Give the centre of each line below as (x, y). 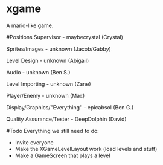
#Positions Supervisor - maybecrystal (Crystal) (65, 37)
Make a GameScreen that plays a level (62, 155)
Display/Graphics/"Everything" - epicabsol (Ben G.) (70, 107)
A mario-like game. (30, 25)
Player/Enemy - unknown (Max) (46, 95)
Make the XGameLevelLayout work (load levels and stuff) (86, 149)
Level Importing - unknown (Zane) (49, 84)
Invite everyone (34, 142)
